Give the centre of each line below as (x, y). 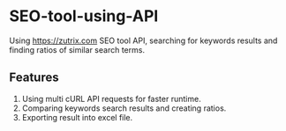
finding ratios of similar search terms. (77, 49)
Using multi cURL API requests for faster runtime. (111, 98)
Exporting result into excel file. (77, 117)
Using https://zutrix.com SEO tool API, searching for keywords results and (143, 40)
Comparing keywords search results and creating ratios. (124, 108)
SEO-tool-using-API (84, 16)
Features (34, 78)
